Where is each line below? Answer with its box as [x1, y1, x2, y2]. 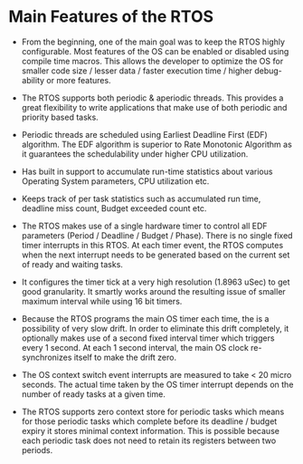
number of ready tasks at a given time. [21, 388, 166, 400]
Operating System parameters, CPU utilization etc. [21, 175, 210, 187]
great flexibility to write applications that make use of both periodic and [21, 101, 288, 112]
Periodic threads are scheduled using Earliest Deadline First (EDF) [21, 129, 268, 140]
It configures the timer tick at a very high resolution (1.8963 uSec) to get [21, 276, 290, 287]
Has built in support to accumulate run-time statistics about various [21, 166, 273, 177]
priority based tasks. [21, 111, 99, 122]
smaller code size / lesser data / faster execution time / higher [21, 65, 252, 76]
